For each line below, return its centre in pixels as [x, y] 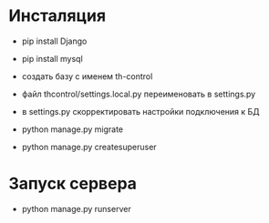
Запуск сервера [73, 184]
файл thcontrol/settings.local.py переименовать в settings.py [139, 94]
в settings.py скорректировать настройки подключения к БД [140, 111]
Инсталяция [57, 16]
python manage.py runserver [76, 208]
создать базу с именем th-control [87, 76]
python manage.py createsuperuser [89, 147]
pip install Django [54, 41]
